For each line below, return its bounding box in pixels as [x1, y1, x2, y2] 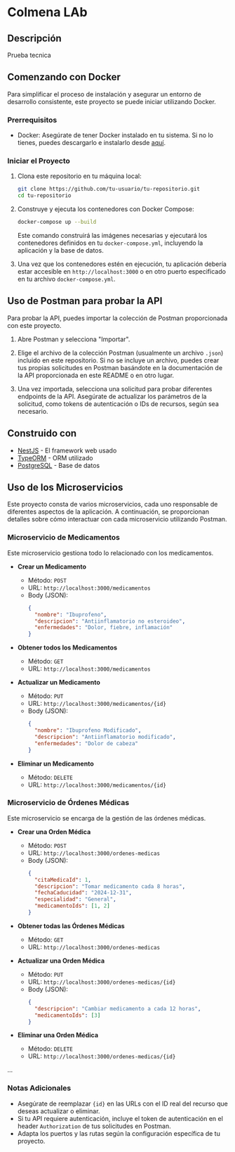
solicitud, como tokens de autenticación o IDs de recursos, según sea [17, 399, 220, 408]
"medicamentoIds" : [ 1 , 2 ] [34, 902, 110, 910]
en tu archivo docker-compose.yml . [17, 275, 116, 284]
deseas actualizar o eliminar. [17, 1106, 100, 1115]
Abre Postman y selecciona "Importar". [17, 335, 130, 343]
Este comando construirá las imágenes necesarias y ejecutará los [17, 232, 208, 240]
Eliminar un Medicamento [17, 759, 94, 768]
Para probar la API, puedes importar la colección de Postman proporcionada [7, 314, 228, 322]
